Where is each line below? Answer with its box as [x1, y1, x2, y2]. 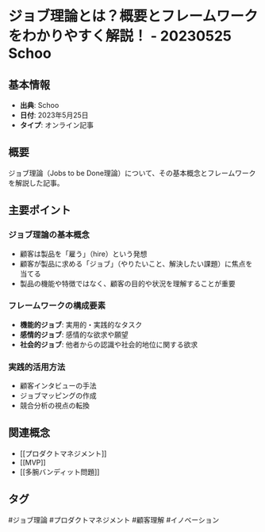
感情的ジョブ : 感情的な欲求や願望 [19, 330, 129, 339]
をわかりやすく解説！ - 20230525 [8, 27, 232, 45]
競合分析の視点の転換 [19, 401, 90, 411]
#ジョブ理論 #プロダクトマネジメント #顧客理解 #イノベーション [8, 515, 220, 524]
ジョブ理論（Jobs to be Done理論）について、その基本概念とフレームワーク [8, 168, 256, 178]
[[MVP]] [19, 457, 46, 467]
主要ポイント [8, 204, 71, 217]
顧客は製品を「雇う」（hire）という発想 [19, 249, 148, 258]
